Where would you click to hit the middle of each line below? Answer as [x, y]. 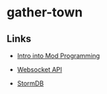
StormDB [30, 83]
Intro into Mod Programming [58, 56]
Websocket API [39, 69]
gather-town [45, 12]
